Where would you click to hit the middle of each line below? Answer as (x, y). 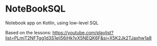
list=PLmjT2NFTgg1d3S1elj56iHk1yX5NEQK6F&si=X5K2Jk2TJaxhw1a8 (78, 38)
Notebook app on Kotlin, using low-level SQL (52, 23)
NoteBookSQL (35, 9)
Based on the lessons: (28, 32)
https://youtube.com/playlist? (83, 32)
